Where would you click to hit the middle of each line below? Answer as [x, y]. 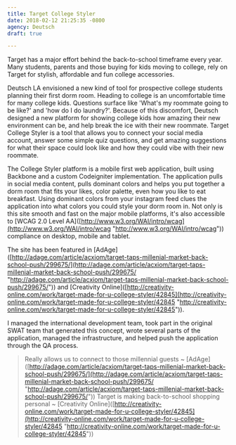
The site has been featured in [50, 250]
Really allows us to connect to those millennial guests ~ [104, 359]
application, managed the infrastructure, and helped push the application [113, 338]
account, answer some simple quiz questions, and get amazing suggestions [117, 141]
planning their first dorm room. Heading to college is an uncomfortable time [117, 96]
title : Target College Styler [52, 14]
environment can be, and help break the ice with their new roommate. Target [118, 125]
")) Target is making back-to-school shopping [153, 396]
